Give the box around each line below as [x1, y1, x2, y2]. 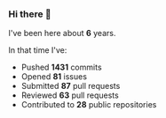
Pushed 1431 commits [20, 62, 103, 73]
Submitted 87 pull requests [20, 81, 121, 92]
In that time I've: [8, 45, 67, 55]
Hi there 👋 [8, 8, 52, 20]
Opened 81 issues [20, 71, 88, 82]
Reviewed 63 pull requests [20, 90, 119, 100]
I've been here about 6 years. [8, 28, 116, 39]
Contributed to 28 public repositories [20, 100, 157, 110]
